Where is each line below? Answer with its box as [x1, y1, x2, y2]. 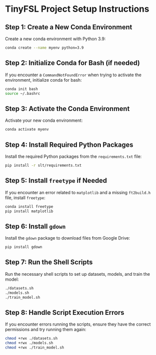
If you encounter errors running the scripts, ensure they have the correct [5, 321, 151, 327]
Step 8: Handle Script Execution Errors [5, 308, 124, 316]
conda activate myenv [5, 127, 49, 132]
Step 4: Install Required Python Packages [5, 140, 134, 149]
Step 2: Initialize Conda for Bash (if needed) [5, 59, 140, 67]
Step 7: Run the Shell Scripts [5, 258, 93, 266]
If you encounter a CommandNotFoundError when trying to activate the [5, 72, 142, 78]
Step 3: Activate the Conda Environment [5, 104, 130, 113]
